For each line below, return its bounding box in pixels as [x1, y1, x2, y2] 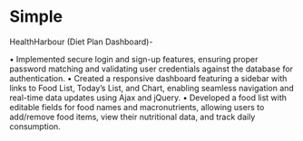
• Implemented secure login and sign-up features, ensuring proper [9, 53, 259, 64]
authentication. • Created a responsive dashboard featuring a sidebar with [9, 72, 288, 83]
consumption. [9, 120, 61, 132]
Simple [9, 6, 64, 27]
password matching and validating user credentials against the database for [9, 63, 293, 74]
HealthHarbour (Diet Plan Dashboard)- [9, 36, 153, 47]
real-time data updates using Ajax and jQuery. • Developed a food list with [9, 92, 288, 103]
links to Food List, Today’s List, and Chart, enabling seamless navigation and [9, 82, 295, 93]
